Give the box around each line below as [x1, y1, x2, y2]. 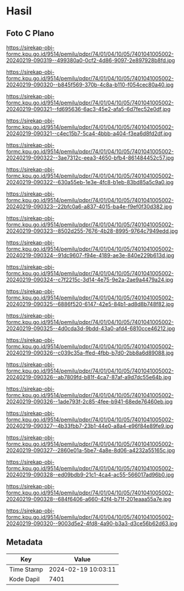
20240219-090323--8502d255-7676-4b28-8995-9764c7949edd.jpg [6, 227, 178, 235]
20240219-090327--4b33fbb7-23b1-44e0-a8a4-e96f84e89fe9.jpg [6, 422, 173, 430]
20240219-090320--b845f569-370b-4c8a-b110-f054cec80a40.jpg [6, 81, 174, 88]
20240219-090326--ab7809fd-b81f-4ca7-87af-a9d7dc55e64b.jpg [6, 374, 171, 380]
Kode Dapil [9, 575, 40, 583]
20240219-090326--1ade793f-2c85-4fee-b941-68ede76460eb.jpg [6, 398, 173, 405]
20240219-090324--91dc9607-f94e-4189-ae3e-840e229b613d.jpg [6, 252, 174, 259]
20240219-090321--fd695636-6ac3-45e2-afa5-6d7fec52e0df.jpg [6, 106, 171, 112]
